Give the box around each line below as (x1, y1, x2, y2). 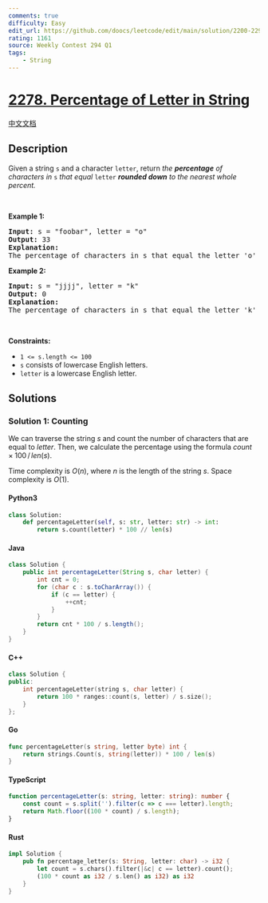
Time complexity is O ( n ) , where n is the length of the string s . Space (8, 466, 233, 476)
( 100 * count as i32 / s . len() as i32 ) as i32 (37, 872, 195, 881)
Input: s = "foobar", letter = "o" (8, 227, 148, 236)
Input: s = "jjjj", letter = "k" (8, 281, 140, 291)
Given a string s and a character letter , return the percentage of (8, 163, 223, 173)
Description (8, 142, 68, 156)
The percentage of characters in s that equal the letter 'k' (8, 305, 257, 315)
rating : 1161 (8, 34, 52, 42)
